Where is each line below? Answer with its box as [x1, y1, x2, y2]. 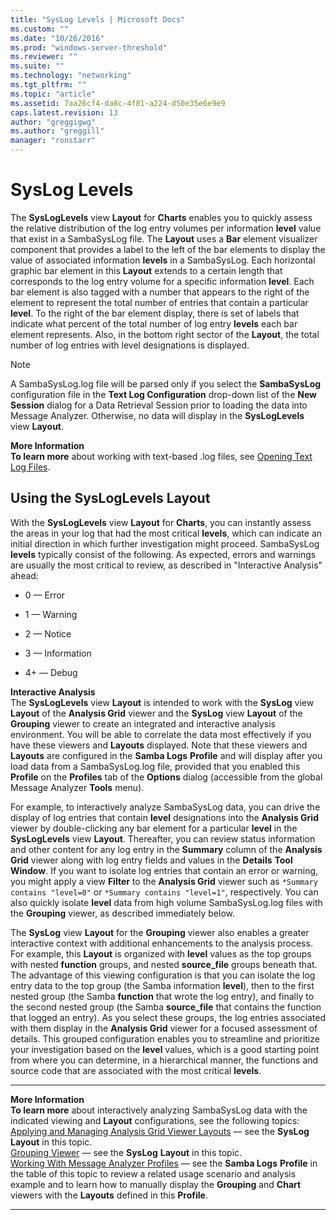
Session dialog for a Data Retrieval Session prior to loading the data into [10, 399, 308, 411]
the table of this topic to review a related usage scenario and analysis [10, 1167, 297, 1180]
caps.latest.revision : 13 [10, 107, 118, 118]
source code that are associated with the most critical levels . [10, 1064, 262, 1076]
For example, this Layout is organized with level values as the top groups [10, 947, 312, 960]
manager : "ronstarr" [10, 136, 97, 146]
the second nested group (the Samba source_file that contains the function [10, 1001, 322, 1013]
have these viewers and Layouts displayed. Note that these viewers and [10, 739, 308, 751]
